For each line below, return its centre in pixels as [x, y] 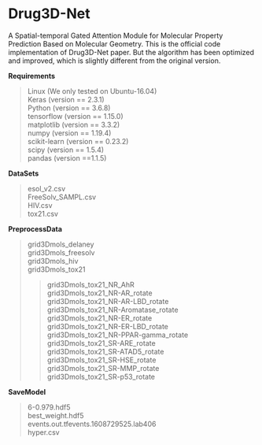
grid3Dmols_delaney [61, 244]
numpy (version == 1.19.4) [69, 133]
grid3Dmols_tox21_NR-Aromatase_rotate [113, 310]
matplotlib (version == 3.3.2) [74, 124]
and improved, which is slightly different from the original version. [114, 61]
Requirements [32, 76]
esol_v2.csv [46, 188]
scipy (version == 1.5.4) [66, 150]
